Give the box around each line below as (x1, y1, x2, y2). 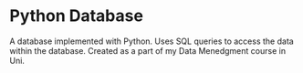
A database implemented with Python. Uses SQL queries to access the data (9, 36, 294, 47)
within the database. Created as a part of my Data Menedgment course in (9, 45, 286, 56)
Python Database (9, 5, 144, 26)
